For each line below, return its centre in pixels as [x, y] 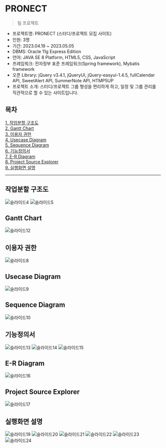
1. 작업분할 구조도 [22, 122]
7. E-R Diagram [20, 156]
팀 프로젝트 [28, 23]
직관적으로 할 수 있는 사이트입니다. [45, 93]
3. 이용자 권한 [18, 134]
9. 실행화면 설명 [20, 168]
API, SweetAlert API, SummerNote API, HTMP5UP [63, 80]
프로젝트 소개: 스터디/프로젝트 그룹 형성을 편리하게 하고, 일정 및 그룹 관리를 [84, 86]
